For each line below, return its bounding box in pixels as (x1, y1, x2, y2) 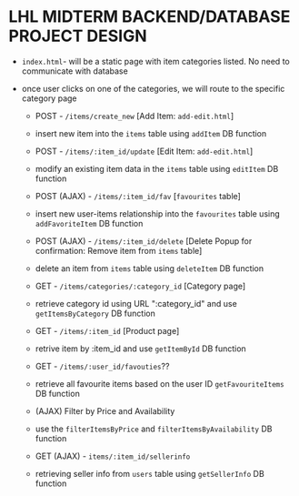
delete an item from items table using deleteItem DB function (35, 262, 264, 274)
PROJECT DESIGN (8, 25, 147, 46)
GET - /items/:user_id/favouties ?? (35, 360, 170, 371)
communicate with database (21, 66, 128, 76)
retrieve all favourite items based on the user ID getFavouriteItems (35, 378, 284, 389)
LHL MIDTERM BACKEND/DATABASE (8, 6, 291, 27)
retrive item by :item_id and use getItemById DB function (35, 343, 246, 354)
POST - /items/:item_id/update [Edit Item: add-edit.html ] (35, 146, 254, 157)
